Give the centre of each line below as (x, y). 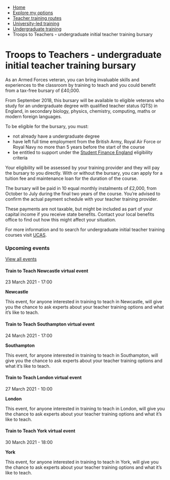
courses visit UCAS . (26, 235)
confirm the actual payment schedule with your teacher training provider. (82, 199)
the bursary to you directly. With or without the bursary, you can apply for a (84, 173)
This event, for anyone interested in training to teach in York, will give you (82, 462)
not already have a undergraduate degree (56, 136)
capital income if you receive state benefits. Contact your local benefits (80, 214)
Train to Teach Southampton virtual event (50, 324)
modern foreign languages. (34, 116)
